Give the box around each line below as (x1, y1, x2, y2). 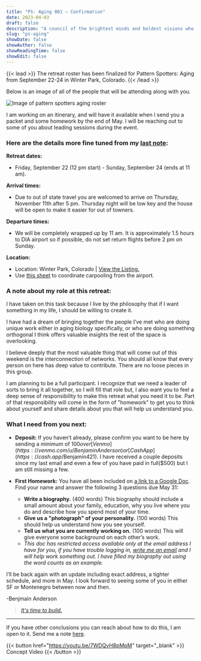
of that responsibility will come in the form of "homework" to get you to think (6, 399, 195, 406)
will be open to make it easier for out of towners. (14, 206, 135, 213)
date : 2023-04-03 (6, 14, 50, 20)
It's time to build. (20, 606, 63, 614)
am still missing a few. (14, 466, 69, 473)
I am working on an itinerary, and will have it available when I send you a (6, 111, 184, 118)
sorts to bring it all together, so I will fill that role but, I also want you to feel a (6, 386, 194, 393)
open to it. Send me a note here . (6, 630, 86, 637)
